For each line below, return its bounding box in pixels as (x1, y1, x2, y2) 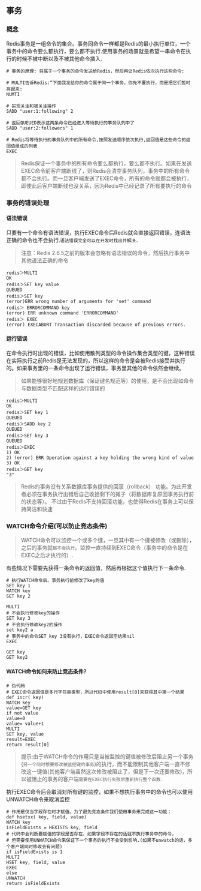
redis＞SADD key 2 (6, 421, 51, 427)
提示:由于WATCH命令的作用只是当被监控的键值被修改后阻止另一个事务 (20, 752, 194, 760)
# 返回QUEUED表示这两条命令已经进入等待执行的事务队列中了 (6, 119, 135, 126)
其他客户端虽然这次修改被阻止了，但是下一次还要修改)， (48, 767, 188, 775)
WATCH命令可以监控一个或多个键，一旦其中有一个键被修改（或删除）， (20, 536, 195, 544)
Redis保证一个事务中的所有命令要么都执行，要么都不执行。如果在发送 (20, 160, 193, 167)
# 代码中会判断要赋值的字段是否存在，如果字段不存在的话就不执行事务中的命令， (6, 830, 176, 837)
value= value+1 (6, 721, 44, 727)
